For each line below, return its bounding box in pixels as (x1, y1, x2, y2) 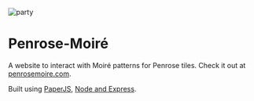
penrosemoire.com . (8, 69, 72, 78)
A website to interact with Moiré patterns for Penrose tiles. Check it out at (8, 60, 246, 70)
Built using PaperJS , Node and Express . (8, 84, 137, 93)
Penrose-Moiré (8, 35, 109, 52)
